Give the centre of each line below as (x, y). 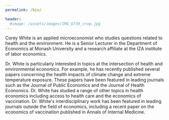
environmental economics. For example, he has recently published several (83, 69)
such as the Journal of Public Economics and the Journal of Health (75, 85)
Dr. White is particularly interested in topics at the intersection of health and (84, 64)
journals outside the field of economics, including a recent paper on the (80, 107)
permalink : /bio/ (24, 10)
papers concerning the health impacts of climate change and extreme (78, 75)
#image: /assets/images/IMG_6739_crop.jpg (55, 24)
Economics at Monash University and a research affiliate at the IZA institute (83, 49)
